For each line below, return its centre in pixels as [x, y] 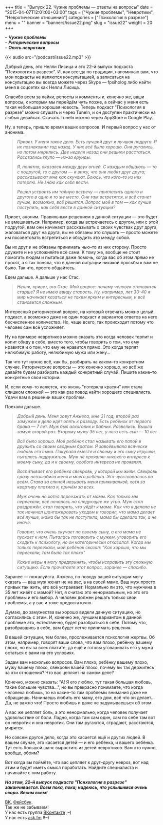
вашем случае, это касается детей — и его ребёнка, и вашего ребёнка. [80, 742]
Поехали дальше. [23, 407]
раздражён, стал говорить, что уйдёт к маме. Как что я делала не [86, 507]
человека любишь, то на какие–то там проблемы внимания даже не [76, 692]
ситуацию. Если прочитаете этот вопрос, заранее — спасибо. [82, 567]
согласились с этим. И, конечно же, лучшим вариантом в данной [73, 617]
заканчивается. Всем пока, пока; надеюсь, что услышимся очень [76, 787]
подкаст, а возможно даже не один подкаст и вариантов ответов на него [81, 317]
